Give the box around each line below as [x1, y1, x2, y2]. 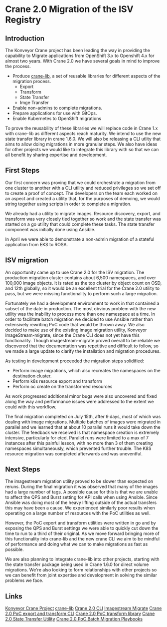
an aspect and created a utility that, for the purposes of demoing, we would [5, 195, 161, 201]
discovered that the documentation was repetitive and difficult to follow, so [5, 343, 159, 349]
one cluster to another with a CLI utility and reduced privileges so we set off [5, 185, 161, 191]
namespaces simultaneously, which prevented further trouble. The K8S [5, 445, 152, 451]
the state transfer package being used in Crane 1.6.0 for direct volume [5, 561, 149, 567]
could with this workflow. [5, 404, 56, 410]
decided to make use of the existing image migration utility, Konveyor [5, 327, 147, 333]
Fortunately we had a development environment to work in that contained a [5, 300, 160, 306]
